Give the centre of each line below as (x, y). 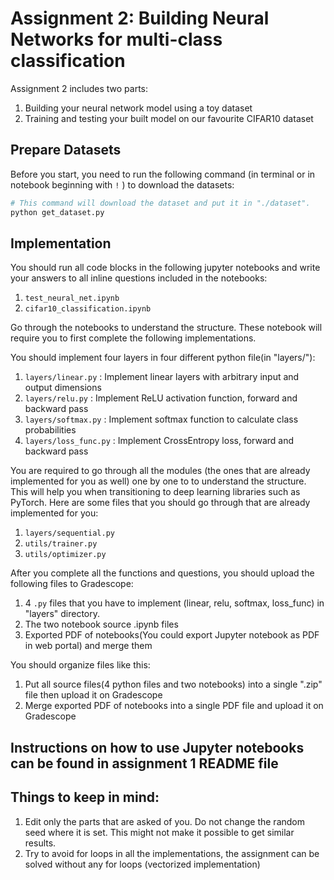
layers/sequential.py (69, 533)
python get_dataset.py (57, 212)
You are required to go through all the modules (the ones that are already (160, 471)
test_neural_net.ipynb (72, 298)
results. (40, 843)
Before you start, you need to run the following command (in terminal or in (163, 174)
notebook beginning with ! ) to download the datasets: (122, 184)
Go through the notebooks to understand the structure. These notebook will (166, 328)
